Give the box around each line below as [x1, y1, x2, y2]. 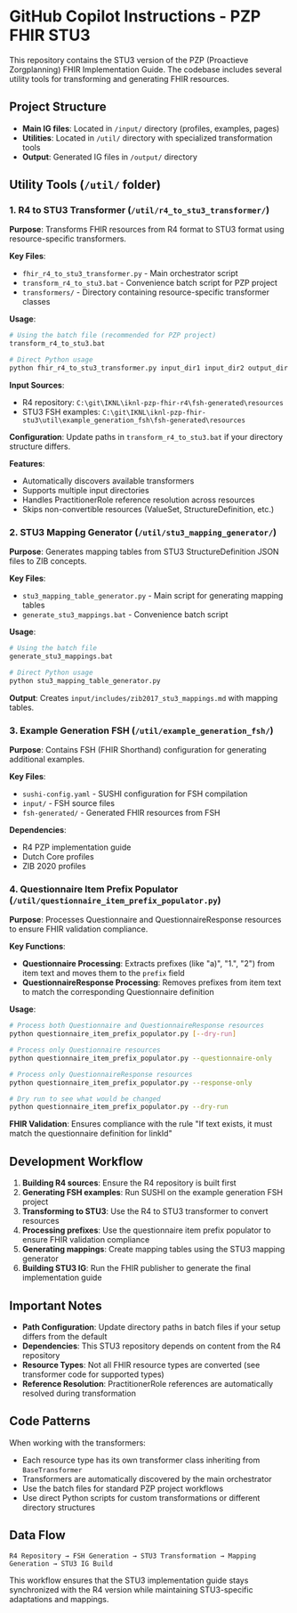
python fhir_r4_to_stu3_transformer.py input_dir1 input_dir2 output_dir [9, 363, 289, 373]
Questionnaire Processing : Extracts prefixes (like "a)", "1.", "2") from [21, 958, 276, 969]
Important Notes [9, 1298, 102, 1313]
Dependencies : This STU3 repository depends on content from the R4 [21, 1340, 282, 1351]
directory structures [21, 1502, 96, 1512]
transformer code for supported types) [21, 1369, 165, 1380]
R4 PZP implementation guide [21, 842, 132, 852]
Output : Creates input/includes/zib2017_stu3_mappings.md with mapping [9, 692, 278, 703]
